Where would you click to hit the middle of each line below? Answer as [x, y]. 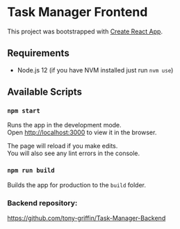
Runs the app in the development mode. [64, 125]
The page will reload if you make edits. [63, 146]
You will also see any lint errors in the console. [74, 153]
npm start [24, 111]
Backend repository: [42, 203]
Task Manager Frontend [77, 12]
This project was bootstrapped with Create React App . [85, 31]
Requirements [38, 53]
